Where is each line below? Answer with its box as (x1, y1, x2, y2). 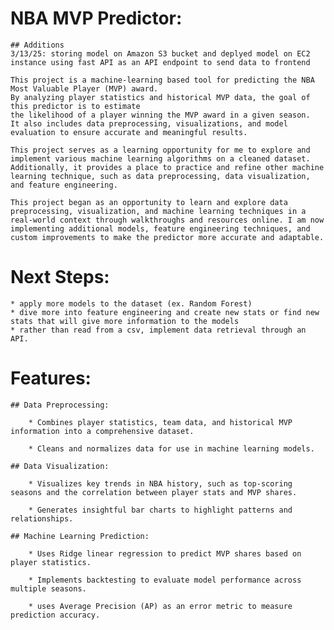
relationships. (10, 513, 74, 524)
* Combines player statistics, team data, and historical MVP (28, 417, 293, 427)
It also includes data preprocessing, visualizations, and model (10, 118, 288, 129)
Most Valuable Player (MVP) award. (10, 83, 159, 94)
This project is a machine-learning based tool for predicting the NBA (10, 75, 315, 85)
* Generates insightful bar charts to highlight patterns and (28, 505, 293, 515)
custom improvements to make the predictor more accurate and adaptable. (10, 232, 325, 242)
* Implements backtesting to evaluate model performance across (28, 575, 302, 585)
